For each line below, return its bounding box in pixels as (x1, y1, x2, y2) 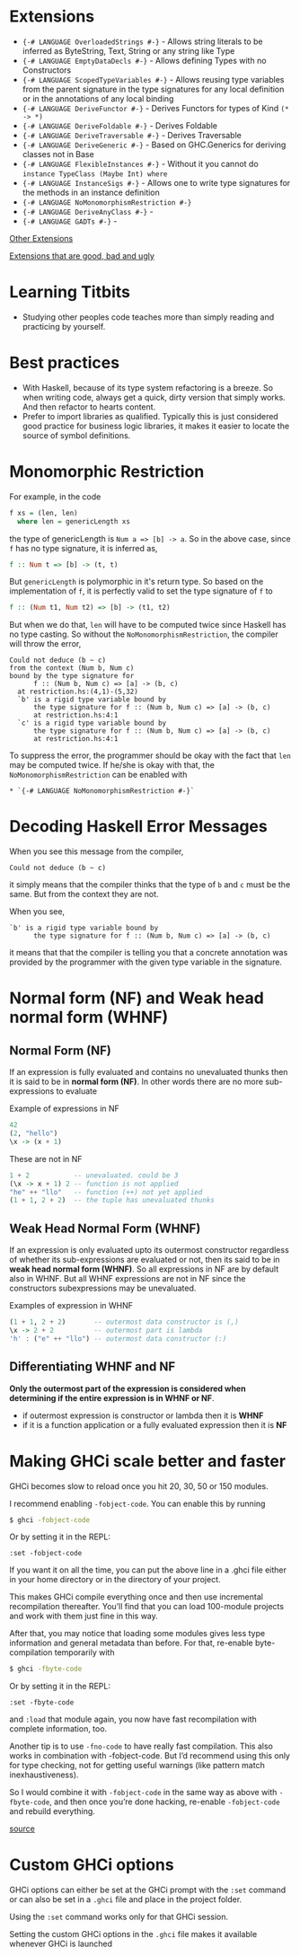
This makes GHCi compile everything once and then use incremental (9, 1591, 263, 1602)
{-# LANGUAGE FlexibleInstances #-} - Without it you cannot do (22, 158, 259, 169)
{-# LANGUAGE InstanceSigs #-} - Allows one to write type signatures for (22, 177, 291, 188)
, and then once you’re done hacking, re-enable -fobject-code (49, 1796, 280, 1807)
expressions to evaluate (9, 1086, 97, 1097)
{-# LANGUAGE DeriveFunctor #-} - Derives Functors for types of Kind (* (22, 102, 289, 113)
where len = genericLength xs (17, 516, 130, 526)
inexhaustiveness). (9, 1769, 79, 1780)
